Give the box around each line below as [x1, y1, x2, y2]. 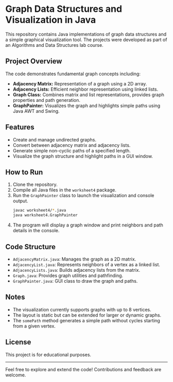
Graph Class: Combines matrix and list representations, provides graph [12, 91, 165, 98]
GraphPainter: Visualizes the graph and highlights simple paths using [12, 102, 161, 109]
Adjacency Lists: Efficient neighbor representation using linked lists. [12, 86, 159, 92]
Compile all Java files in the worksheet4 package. [12, 187, 117, 193]
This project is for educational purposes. [5, 351, 92, 358]
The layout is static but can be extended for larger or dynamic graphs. [12, 312, 162, 318]
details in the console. [12, 228, 60, 234]
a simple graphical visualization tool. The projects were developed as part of [5, 37, 167, 43]
